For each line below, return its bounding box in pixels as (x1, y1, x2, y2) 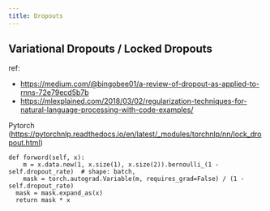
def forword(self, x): (8, 153, 85, 162)
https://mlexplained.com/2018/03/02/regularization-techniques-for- (19, 97, 247, 106)
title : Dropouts (8, 11, 63, 20)
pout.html (8, 138, 41, 148)
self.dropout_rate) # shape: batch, (8, 168, 136, 176)
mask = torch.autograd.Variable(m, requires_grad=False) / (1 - (23, 175, 245, 183)
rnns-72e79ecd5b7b (19, 88, 89, 97)
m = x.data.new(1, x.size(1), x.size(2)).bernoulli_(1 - (23, 161, 220, 169)
